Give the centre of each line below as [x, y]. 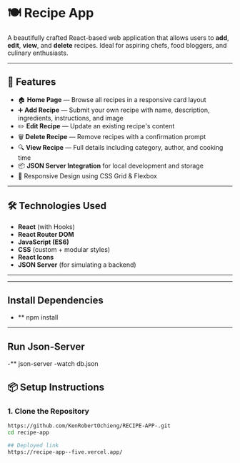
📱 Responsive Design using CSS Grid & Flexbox [87, 175]
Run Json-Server [46, 346]
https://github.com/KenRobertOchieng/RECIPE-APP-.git [89, 426]
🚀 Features [32, 82]
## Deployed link [33, 445]
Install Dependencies [55, 300]
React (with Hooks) [46, 227]
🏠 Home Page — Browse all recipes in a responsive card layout [112, 99]
